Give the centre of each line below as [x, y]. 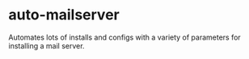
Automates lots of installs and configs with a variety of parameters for [124, 37]
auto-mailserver [64, 15]
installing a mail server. [46, 45]
